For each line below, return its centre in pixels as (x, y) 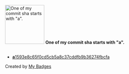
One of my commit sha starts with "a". (85, 42)
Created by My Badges (28, 66)
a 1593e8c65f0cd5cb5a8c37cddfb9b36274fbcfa (61, 57)
